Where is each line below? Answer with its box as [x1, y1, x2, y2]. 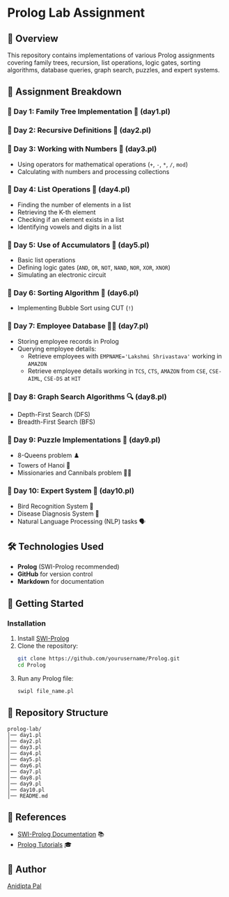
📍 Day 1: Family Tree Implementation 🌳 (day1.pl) [7, 106, 171, 116]
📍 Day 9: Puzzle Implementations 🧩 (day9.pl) [7, 435, 161, 445]
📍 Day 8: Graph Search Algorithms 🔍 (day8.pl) [7, 392, 167, 402]
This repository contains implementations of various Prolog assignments [7, 51, 215, 59]
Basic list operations [17, 256, 76, 264]
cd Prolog [17, 661, 47, 669]
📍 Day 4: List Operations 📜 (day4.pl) [7, 184, 131, 194]
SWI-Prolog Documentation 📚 [17, 830, 104, 839]
